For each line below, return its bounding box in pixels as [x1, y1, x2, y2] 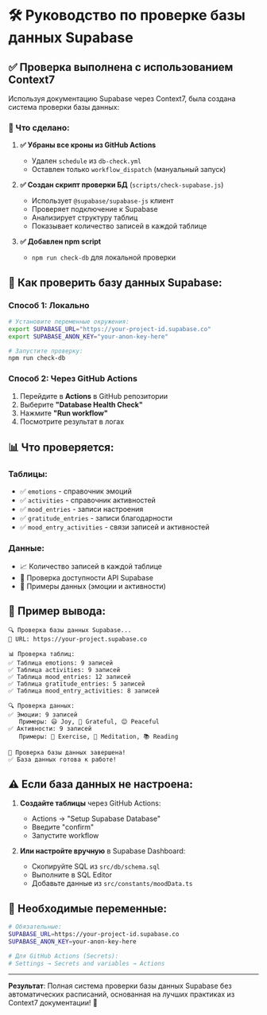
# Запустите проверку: [8, 347, 83, 355]
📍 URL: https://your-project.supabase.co [8, 635, 148, 643]
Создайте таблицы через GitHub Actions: [19, 798, 161, 808]
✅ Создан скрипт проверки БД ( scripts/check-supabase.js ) [19, 180, 224, 189]
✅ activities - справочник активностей [19, 495, 157, 506]
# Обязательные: [8, 923, 62, 931]
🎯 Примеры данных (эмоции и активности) [19, 581, 167, 591]
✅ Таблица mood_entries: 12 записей [8, 673, 131, 681]
